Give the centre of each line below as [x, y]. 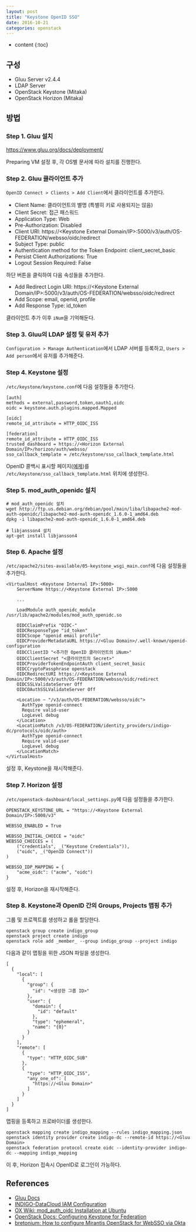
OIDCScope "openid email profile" [59, 636]
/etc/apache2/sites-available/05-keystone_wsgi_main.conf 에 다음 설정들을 [96, 566]
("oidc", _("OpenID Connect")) [55, 851]
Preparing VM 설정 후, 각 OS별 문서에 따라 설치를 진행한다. [74, 162]
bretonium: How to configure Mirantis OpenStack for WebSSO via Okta [100, 1223]
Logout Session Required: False [53, 263]
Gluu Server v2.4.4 [37, 80]
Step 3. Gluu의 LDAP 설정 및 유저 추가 [58, 334]
